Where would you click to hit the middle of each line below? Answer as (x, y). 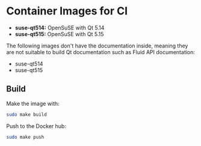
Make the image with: (33, 103)
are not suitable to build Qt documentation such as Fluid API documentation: (101, 52)
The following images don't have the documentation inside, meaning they (97, 46)
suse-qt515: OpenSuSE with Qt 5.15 (59, 34)
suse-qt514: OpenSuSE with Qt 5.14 (60, 28)
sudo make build (26, 114)
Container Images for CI (67, 11)
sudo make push (25, 137)
